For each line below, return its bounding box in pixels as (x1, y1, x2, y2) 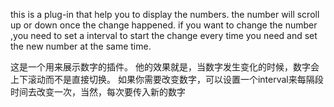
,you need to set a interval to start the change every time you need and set (10, 30, 318, 41)
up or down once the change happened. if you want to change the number (10, 19, 318, 31)
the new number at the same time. (10, 40, 152, 52)
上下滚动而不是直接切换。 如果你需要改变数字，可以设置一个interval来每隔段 (10, 74, 324, 85)
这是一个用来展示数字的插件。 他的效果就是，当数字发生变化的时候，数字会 (10, 61, 320, 73)
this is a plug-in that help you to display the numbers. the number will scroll (10, 9, 320, 20)
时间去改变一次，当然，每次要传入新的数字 (10, 86, 186, 98)
